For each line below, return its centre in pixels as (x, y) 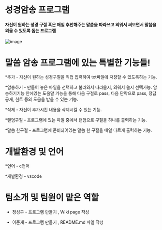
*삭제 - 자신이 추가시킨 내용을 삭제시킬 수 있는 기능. (53, 110)
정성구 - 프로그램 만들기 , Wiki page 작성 (51, 212)
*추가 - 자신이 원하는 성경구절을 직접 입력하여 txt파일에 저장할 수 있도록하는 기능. (81, 77)
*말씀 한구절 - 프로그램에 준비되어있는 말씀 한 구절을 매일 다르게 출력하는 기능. (79, 130)
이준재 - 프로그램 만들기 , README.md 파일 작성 (58, 222)
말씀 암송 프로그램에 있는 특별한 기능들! (78, 63)
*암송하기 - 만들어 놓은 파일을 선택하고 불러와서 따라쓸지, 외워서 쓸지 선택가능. (79, 87)
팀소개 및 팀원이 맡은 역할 (52, 198)
